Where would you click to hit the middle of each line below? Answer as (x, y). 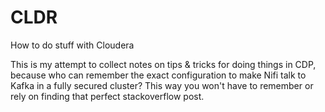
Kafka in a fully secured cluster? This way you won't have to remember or (162, 85)
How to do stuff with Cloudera (72, 45)
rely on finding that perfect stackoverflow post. (107, 96)
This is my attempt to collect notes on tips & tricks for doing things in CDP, (163, 64)
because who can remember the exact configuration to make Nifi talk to (158, 75)
